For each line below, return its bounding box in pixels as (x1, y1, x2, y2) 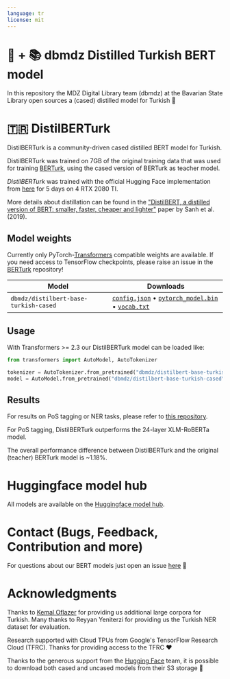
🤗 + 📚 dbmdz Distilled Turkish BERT (7, 47, 216, 62)
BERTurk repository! (7, 265, 64, 274)
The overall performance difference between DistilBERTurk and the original (7, 446, 219, 455)
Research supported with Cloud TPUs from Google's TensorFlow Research (7, 636, 218, 645)
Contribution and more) (7, 539, 144, 554)
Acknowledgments (7, 586, 118, 601)
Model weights (7, 233, 72, 244)
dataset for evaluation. (7, 623, 71, 631)
